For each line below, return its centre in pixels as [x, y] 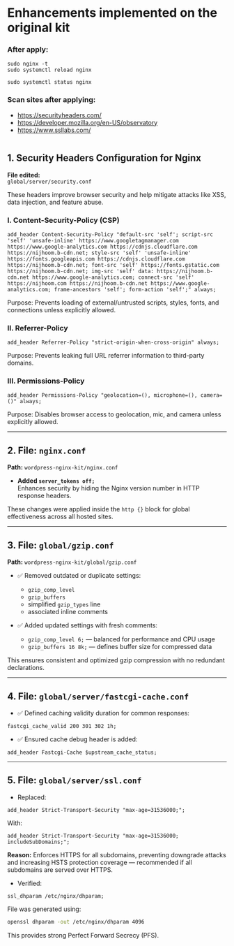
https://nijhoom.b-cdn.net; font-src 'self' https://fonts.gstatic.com [113, 265]
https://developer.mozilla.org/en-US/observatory [87, 122]
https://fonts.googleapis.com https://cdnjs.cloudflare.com [96, 259]
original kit [39, 28]
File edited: [24, 175]
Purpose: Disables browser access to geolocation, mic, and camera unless [114, 414]
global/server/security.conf [49, 182]
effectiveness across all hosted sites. [60, 517]
